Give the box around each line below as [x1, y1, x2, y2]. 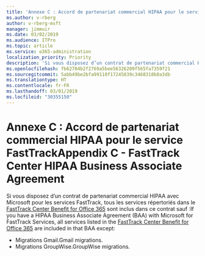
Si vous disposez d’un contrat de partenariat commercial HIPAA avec [6, 192, 179, 199]
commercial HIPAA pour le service [6, 133, 184, 147]
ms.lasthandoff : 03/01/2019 [6, 88, 78, 94]
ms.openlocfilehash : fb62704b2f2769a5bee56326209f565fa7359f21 [6, 65, 171, 72]
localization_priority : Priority [6, 54, 92, 60]
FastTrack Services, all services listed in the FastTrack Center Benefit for [6, 218, 189, 226]
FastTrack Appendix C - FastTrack [6, 146, 180, 160]
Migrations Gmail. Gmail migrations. [15, 236, 104, 244]
